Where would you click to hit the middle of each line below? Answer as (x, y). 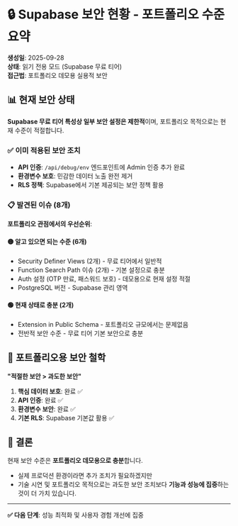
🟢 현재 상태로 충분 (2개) (41, 305)
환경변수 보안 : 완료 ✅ (46, 409)
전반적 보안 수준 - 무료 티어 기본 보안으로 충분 (80, 333)
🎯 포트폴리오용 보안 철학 (57, 358)
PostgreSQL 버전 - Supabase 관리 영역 (73, 287)
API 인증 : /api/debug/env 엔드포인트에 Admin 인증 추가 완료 (101, 167)
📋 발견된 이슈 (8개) (39, 205)
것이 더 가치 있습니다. (47, 493)
